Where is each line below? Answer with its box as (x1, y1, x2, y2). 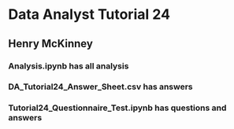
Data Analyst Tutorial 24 (8, 6, 171, 24)
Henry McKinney (8, 37, 93, 50)
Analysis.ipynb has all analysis (8, 61, 129, 72)
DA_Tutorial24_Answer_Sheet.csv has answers (8, 81, 193, 92)
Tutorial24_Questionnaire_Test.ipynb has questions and (8, 102, 227, 113)
